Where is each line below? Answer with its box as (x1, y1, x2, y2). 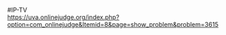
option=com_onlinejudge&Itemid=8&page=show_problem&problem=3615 (7, 21, 219, 28)
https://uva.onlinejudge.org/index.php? (7, 13, 120, 21)
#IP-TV (7, 6, 28, 14)
